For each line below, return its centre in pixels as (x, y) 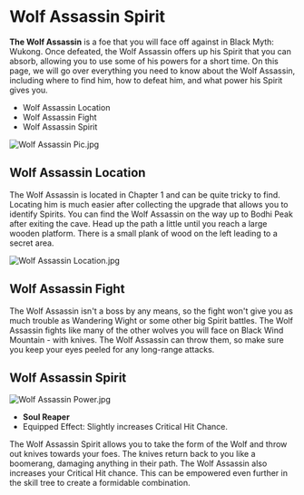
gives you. (29, 90)
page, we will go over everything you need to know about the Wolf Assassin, (152, 71)
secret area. (32, 243)
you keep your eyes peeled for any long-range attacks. (112, 349)
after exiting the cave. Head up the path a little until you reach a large (138, 223)
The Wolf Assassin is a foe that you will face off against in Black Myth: (142, 42)
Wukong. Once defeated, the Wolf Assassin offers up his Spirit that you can (151, 51)
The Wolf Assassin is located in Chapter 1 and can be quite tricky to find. (145, 194)
